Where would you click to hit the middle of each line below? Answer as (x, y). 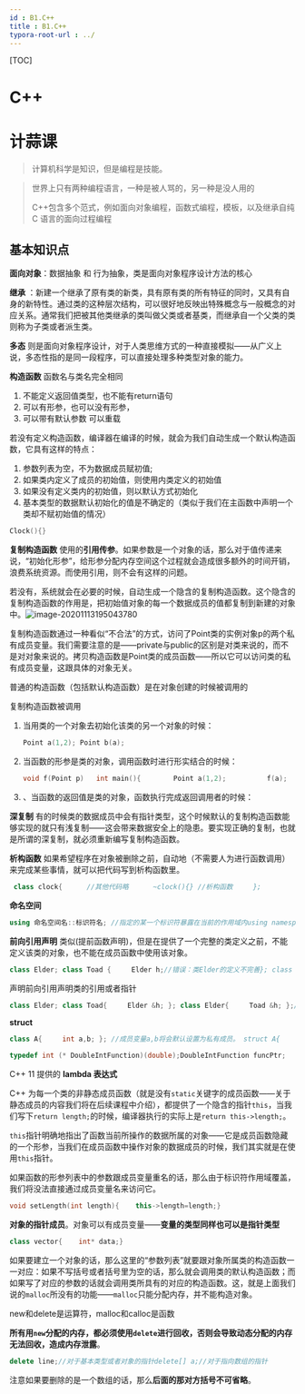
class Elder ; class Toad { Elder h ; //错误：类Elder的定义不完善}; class (151, 969)
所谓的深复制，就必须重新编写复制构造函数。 (100, 839)
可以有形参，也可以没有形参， (78, 407)
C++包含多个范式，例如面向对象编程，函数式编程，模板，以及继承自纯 (163, 207)
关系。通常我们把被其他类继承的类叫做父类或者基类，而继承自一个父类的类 (156, 315)
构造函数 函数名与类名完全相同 (66, 377)
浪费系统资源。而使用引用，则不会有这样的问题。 (101, 572)
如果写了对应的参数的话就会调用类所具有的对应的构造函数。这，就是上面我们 (152, 1282)
